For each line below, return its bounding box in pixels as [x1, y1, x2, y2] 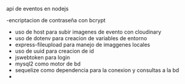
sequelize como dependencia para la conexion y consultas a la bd [14, 67, 180, 74]
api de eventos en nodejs [6, 5, 69, 12]
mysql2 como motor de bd [14, 60, 81, 67]
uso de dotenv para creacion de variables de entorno [14, 35, 148, 41]
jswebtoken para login [14, 54, 71, 61]
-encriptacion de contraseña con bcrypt [6, 17, 106, 23]
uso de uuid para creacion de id [14, 47, 95, 55]
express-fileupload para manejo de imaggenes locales [14, 41, 151, 48]
